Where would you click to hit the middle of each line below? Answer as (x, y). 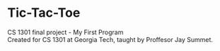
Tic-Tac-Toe (44, 13)
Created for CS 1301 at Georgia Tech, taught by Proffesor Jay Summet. (110, 39)
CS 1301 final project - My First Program (65, 32)
